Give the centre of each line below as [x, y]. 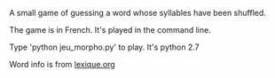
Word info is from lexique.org [62, 64]
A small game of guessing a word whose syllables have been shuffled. [137, 13]
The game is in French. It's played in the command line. [110, 30]
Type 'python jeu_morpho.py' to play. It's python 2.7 [104, 47]
